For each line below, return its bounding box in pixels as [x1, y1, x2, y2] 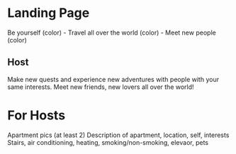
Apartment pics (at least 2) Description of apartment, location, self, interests [7, 131, 230, 139]
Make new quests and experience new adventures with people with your [7, 75, 220, 83]
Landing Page [7, 5, 90, 21]
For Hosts [7, 107, 66, 123]
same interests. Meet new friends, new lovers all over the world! [7, 83, 194, 91]
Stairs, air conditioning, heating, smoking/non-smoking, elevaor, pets [7, 138, 209, 146]
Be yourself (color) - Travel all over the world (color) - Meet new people [7, 28, 216, 37]
